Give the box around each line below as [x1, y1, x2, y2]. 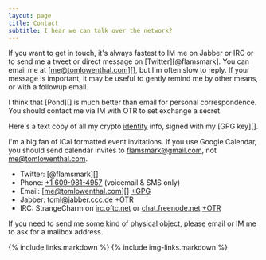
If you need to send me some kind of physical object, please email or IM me [8, 219, 256, 228]
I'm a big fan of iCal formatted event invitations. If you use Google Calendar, [8, 137, 257, 147]
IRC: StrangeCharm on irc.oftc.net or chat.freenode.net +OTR [19, 203, 221, 213]
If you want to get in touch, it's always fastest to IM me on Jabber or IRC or [8, 49, 254, 58]
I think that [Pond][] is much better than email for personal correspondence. [8, 97, 257, 108]
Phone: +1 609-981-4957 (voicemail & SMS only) [19, 178, 181, 187]
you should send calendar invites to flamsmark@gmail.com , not [8, 145, 217, 156]
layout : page [8, 11, 52, 20]
